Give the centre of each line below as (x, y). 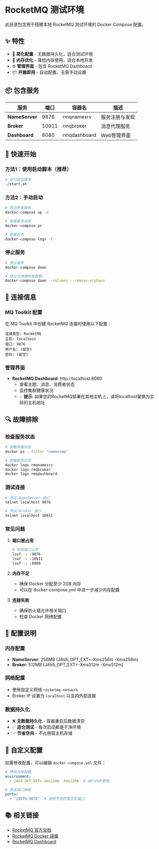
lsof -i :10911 (27, 559)
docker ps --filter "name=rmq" (37, 452)
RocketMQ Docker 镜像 (35, 836)
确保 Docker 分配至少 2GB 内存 (50, 584)
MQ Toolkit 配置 (24, 312)
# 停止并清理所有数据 (24, 276)
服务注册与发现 (118, 117)
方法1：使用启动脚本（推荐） (38, 169)
